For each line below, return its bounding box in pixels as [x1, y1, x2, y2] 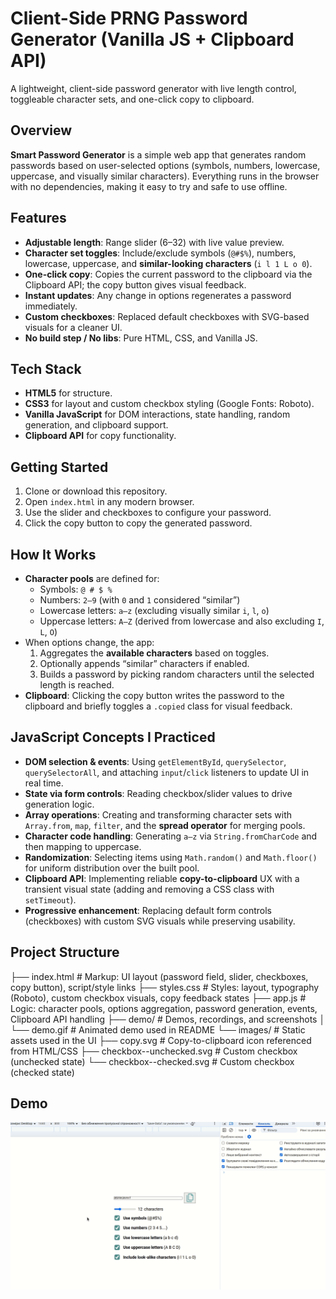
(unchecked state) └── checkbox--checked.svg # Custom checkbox [10, 1055, 295, 1067]
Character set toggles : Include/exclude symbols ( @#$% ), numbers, [24, 247, 297, 259]
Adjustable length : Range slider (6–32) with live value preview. [24, 236, 285, 248]
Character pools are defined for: [24, 573, 160, 584]
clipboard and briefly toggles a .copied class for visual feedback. [24, 700, 293, 712]
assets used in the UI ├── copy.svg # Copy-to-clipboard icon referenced [10, 1034, 312, 1046]
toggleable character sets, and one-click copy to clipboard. [10, 93, 255, 105]
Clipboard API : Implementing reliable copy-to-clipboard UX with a [24, 872, 300, 884]
